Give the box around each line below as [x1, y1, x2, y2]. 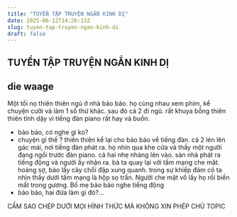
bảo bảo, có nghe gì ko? [17, 128, 89, 137]
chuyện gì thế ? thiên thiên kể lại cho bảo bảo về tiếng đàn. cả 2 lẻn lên [17, 135, 226, 144]
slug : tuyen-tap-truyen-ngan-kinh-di [7, 23, 119, 30]
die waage [7, 81, 55, 93]
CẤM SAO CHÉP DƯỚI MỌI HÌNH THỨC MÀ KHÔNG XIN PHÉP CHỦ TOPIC [7, 202, 226, 211]
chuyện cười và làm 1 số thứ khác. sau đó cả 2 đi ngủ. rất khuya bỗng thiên [7, 107, 226, 116]
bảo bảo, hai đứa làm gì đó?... [17, 189, 104, 197]
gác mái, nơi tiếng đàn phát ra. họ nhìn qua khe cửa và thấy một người [17, 143, 222, 152]
